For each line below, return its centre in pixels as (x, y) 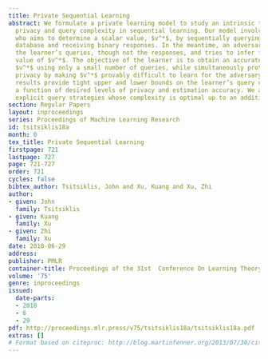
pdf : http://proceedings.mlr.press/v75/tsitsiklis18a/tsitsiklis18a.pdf (132, 328)
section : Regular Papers (49, 105)
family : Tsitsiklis (48, 209)
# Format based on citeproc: (57, 343)
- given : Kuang (33, 217)
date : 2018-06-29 (37, 246)
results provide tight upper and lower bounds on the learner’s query (135, 82)
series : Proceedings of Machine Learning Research (94, 120)
